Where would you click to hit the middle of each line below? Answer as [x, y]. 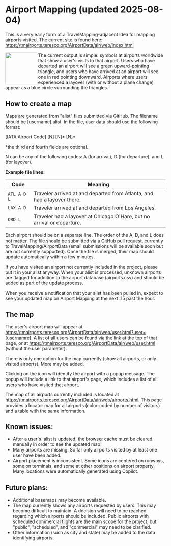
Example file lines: [25, 172]
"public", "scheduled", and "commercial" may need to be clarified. [82, 527]
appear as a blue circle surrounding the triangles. [57, 87]
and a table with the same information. [46, 411]
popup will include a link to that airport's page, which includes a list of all [81, 379]
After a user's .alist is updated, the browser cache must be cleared [82, 439]
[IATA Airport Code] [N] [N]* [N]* [40, 137]
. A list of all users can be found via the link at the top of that [94, 338]
